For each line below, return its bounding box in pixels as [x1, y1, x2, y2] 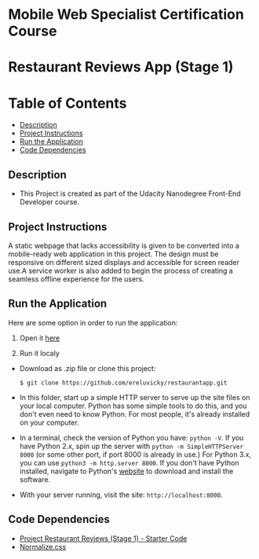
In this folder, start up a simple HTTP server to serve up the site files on [19, 392, 250, 402]
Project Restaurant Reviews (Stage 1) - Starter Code [19, 533, 188, 543]
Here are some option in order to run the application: [8, 318, 178, 327]
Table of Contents [8, 94, 127, 112]
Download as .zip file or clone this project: [19, 363, 156, 373]
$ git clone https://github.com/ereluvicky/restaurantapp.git [19, 379, 228, 387]
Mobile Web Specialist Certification [8, 6, 245, 24]
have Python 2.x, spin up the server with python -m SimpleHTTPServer [19, 441, 244, 451]
